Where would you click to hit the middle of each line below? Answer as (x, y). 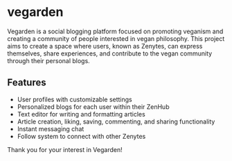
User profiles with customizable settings (75, 99)
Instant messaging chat (51, 128)
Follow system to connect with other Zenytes (81, 136)
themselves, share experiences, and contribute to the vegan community (110, 53)
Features (27, 83)
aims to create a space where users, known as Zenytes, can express (105, 46)
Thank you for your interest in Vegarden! (65, 149)
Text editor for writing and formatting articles (81, 114)
